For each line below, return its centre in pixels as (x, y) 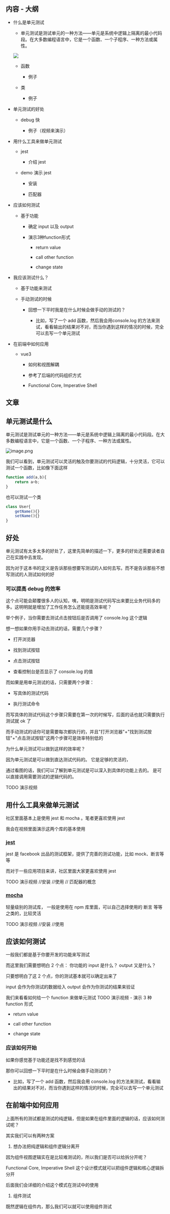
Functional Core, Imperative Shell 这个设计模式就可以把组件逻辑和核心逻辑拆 (85, 1168)
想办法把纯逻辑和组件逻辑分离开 (46, 1146)
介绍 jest (37, 162)
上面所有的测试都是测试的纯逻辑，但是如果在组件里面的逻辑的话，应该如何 (83, 1118)
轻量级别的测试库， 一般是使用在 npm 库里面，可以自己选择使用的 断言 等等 (84, 907)
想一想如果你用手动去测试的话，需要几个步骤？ (54, 629)
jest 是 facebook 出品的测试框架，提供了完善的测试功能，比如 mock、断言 (83, 854)
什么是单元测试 (29, 22)
